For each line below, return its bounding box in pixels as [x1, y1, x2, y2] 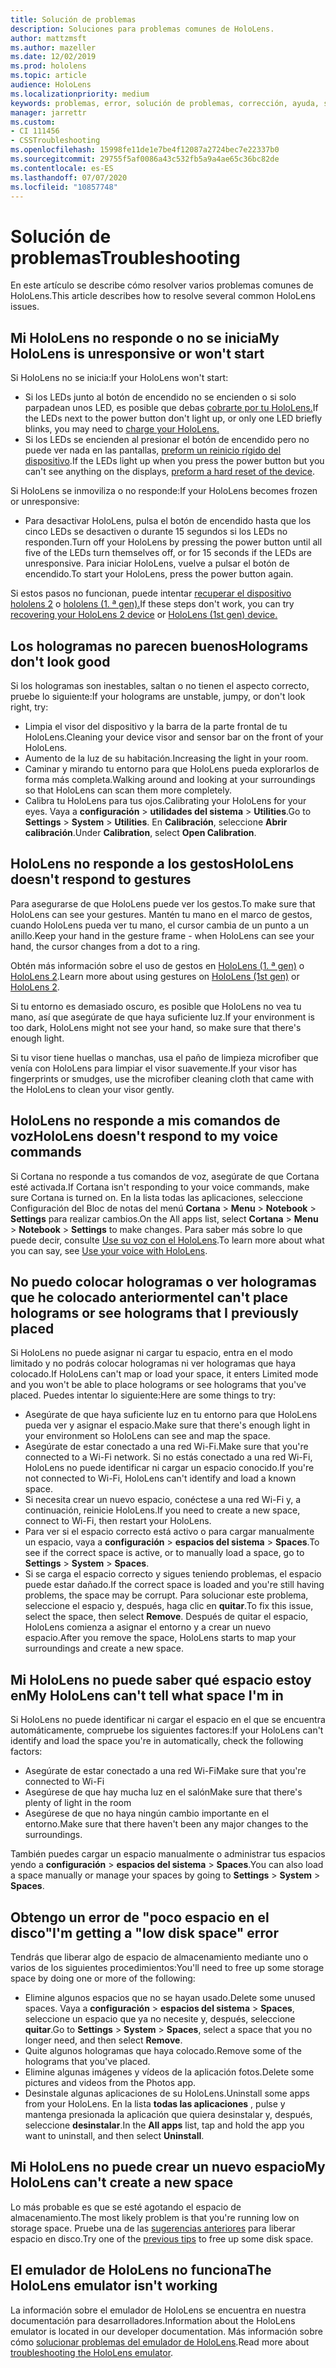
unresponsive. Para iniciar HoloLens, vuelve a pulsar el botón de [24, 557, 290, 570]
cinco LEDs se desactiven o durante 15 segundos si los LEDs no [24, 526, 288, 538]
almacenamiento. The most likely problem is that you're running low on [10, 2211, 300, 2223]
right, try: [10, 701, 49, 713]
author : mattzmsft [10, 33, 87, 43]
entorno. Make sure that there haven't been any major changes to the [24, 1818, 309, 1830]
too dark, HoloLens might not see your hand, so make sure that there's [10, 1021, 302, 1033]
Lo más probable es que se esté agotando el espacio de [10, 2201, 242, 2213]
